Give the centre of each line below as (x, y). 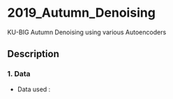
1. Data (19, 74)
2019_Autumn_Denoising (81, 13)
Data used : (34, 89)
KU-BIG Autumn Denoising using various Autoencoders (87, 32)
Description (33, 54)
